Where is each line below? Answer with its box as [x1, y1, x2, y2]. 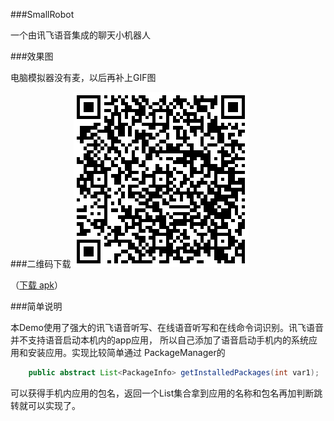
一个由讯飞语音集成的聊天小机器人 [10, 29, 151, 41]
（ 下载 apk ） [10, 279, 64, 291]
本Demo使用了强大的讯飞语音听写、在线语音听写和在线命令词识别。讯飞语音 [10, 322, 324, 333]
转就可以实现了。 [10, 399, 81, 411]
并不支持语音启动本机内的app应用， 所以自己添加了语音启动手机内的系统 [10, 334, 309, 346]
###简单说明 [10, 300, 63, 312]
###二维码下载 [10, 258, 72, 269]
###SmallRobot [10, 9, 75, 20]
